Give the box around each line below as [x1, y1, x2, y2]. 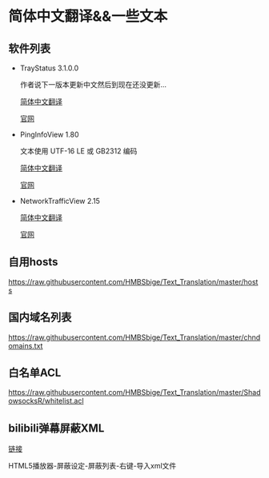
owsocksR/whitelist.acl [8, 396, 84, 406]
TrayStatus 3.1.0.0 [19, 63, 79, 73]
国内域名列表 [8, 311, 72, 325]
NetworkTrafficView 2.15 [19, 197, 100, 205]
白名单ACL [8, 366, 62, 380]
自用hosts [8, 255, 58, 269]
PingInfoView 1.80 [19, 129, 79, 139]
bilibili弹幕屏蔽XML [8, 421, 105, 435]
